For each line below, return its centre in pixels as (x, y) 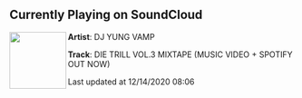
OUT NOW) (89, 64)
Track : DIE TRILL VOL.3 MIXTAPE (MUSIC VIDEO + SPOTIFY (180, 54)
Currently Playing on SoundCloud (106, 15)
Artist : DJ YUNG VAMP (112, 36)
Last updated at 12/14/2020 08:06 (131, 82)
